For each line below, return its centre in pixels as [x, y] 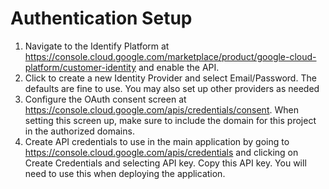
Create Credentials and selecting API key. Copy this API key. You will [165, 163]
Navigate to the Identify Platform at [97, 46]
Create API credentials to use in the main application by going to [157, 141]
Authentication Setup [101, 18]
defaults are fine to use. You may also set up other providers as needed [172, 88]
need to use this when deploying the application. [125, 173]
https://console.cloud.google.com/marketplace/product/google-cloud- [170, 56]
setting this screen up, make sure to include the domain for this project [170, 120]
